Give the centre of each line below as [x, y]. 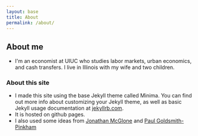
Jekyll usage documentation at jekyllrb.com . [69, 108]
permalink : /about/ [30, 23]
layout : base [22, 12]
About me [25, 47]
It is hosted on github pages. [50, 115]
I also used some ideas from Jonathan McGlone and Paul [85, 121]
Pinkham [26, 127]
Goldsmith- [170, 121]
